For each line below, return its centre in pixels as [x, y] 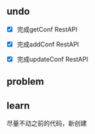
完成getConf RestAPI [47, 29]
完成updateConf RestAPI [52, 59]
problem [25, 82]
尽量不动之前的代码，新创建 [47, 123]
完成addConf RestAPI [48, 44]
